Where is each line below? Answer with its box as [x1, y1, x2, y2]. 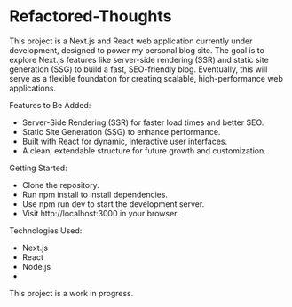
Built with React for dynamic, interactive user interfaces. [21, 136, 228, 146]
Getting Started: [9, 162, 68, 173]
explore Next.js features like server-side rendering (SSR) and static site [9, 54, 269, 65]
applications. [9, 83, 56, 93]
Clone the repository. [21, 179, 99, 190]
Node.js [21, 261, 51, 272]
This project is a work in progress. [9, 287, 134, 298]
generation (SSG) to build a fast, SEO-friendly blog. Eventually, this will [9, 64, 268, 75]
